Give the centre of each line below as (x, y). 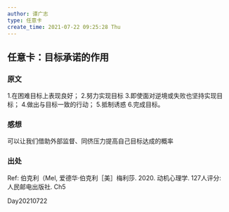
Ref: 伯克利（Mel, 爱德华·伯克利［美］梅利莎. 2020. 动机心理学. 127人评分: (114, 177)
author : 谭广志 (28, 14)
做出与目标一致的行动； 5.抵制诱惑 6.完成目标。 (96, 105)
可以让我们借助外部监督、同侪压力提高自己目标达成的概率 (90, 141)
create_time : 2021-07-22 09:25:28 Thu (64, 27)
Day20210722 (27, 201)
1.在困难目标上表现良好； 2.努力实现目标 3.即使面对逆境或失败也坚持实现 (112, 96)
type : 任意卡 (25, 20)
